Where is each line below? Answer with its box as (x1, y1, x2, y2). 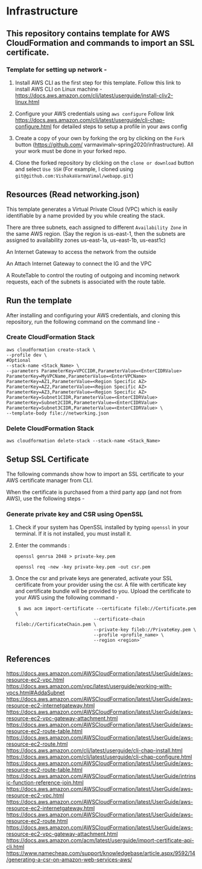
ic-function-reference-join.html (6, 779, 84, 786)
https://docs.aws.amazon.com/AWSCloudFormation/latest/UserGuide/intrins (6, 772, 196, 780)
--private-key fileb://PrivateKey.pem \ (93, 627, 197, 633)
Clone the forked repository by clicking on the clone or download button (14, 159, 194, 166)
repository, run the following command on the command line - (6, 318, 160, 325)
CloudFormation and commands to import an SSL (6, 37, 195, 48)
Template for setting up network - (6, 65, 107, 74)
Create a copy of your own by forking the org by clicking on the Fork (14, 134, 185, 141)
